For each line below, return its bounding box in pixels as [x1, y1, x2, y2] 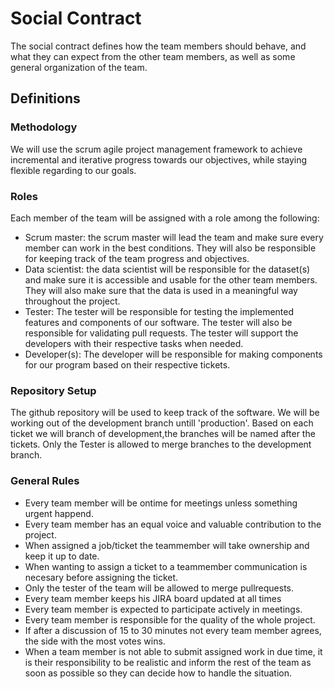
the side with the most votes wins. [24, 635, 166, 647]
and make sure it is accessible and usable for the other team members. [24, 273, 318, 286]
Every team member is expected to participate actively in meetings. [24, 603, 303, 615]
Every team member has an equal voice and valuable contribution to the [24, 518, 322, 530]
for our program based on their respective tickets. [24, 358, 231, 371]
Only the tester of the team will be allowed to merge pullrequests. [24, 582, 295, 594]
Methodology [10, 120, 78, 134]
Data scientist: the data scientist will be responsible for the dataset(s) [24, 263, 311, 275]
